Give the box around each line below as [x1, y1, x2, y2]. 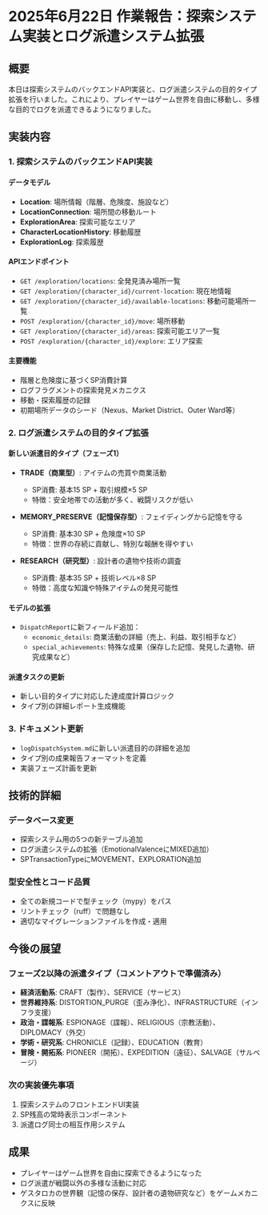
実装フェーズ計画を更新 [19, 762, 98, 773]
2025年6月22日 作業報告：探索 [8, 7, 214, 26]
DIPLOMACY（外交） [19, 1028, 90, 1037]
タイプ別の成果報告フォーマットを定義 [19, 753, 146, 762]
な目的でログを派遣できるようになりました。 [8, 105, 156, 114]
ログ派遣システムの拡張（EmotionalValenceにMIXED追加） [19, 844, 214, 854]
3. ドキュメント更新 [8, 723, 84, 734]
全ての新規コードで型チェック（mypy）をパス [19, 896, 172, 906]
